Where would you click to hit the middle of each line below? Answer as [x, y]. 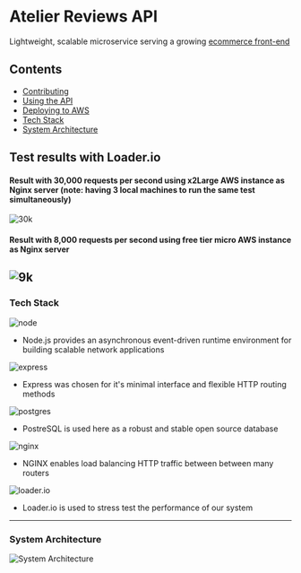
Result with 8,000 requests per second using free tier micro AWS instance [150, 239]
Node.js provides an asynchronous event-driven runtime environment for [157, 340]
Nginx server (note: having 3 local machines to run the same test [132, 189]
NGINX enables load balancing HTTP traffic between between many [148, 463]
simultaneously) [40, 199]
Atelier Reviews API [84, 17]
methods [39, 394]
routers [35, 473]
